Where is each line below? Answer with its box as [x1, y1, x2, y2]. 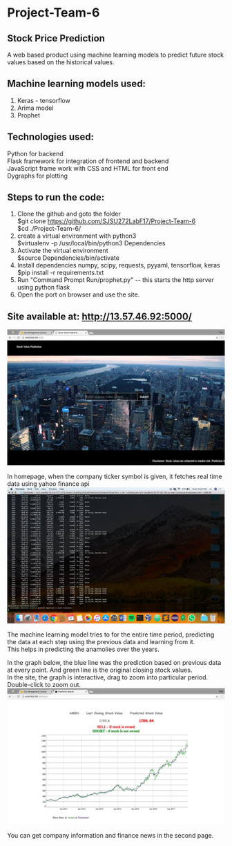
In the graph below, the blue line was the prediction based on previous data [7, 659, 222, 667]
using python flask [17, 283, 70, 292]
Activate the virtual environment [17, 247, 108, 255]
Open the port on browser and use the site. [17, 290, 140, 299]
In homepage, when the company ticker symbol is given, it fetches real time [7, 472, 222, 481]
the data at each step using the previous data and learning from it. [7, 638, 195, 646]
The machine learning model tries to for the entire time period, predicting [7, 630, 215, 639]
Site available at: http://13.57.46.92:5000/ [7, 310, 192, 322]
